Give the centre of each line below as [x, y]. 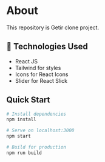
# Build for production [36, 147]
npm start [19, 136]
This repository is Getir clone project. [52, 27]
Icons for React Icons [42, 74]
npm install [21, 119]
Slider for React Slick [41, 80]
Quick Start [28, 100]
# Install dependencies [36, 114]
